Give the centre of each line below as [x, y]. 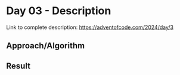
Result [18, 66]
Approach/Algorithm [46, 46]
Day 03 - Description [59, 11]
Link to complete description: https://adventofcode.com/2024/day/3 [90, 27]
